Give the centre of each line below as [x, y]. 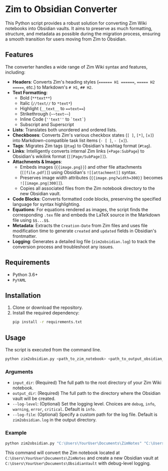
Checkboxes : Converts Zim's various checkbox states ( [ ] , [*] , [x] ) [83, 135]
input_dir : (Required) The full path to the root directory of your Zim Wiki [87, 383]
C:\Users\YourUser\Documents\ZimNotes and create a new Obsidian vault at [82, 458]
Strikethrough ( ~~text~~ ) [45, 114]
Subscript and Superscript [47, 124]
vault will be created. [34, 398]
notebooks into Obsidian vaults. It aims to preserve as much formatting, [79, 28]
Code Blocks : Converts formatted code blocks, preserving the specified [87, 199]
